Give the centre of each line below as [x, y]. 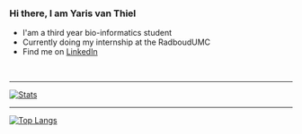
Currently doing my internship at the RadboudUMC [116, 42]
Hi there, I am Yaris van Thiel [73, 13]
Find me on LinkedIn [60, 52]
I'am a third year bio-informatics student [97, 33]
